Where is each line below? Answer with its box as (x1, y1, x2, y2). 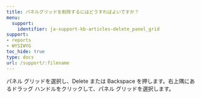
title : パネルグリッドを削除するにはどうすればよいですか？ (6, 9, 139, 15)
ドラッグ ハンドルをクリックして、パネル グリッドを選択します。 (11, 85, 175, 92)
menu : (6, 15, 20, 21)
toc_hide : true (6, 49, 45, 55)
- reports (6, 37, 32, 43)
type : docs (6, 54, 34, 60)
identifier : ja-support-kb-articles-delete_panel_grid (17, 26, 160, 32)
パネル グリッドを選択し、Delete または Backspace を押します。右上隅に (6, 77, 190, 85)
